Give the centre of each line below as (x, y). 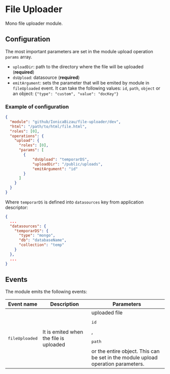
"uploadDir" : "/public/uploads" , (67, 164)
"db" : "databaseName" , (42, 240)
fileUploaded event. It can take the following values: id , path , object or (86, 88)
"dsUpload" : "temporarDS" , (61, 159)
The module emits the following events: (46, 292)
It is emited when (63, 332)
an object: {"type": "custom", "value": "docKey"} (66, 93)
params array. (19, 57)
